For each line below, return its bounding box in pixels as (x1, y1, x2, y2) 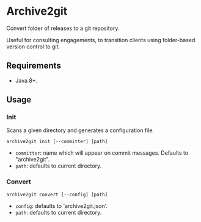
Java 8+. (15, 76, 38, 84)
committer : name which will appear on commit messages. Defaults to (15, 149, 189, 157)
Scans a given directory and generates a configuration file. (6, 127, 155, 134)
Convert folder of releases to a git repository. (6, 24, 120, 32)
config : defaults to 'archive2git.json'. (15, 202, 108, 209)
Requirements (6, 61, 61, 71)
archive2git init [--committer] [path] (6, 139, 108, 145)
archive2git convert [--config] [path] (6, 191, 108, 198)
